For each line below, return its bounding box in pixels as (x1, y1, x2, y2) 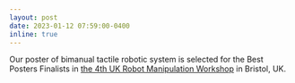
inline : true (9, 29, 58, 38)
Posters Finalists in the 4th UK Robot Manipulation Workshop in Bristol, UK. (9, 63, 287, 74)
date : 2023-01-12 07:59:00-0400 (9, 21, 130, 30)
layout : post (9, 12, 58, 22)
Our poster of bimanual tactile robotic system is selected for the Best (9, 54, 264, 65)
